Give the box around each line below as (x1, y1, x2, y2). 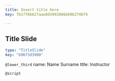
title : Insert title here (5, 7, 59, 12)
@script (5, 71, 21, 76)
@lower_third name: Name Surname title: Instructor (5, 62, 111, 68)
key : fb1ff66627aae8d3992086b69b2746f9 (5, 12, 88, 17)
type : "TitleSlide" (5, 48, 46, 53)
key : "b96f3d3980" (5, 53, 43, 58)
